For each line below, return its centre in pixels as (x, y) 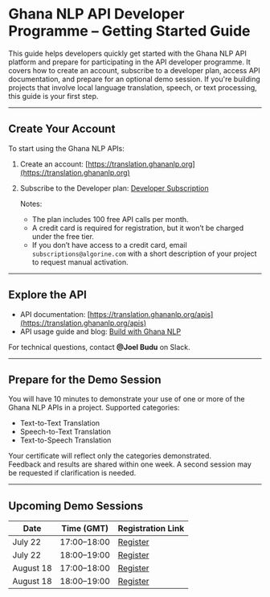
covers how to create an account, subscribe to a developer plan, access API (135, 70)
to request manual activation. (80, 261)
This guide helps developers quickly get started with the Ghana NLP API (127, 53)
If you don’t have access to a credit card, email (109, 245)
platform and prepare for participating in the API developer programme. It (129, 62)
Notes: (31, 204)
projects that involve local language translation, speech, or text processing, (133, 87)
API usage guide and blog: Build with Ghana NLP (100, 331)
